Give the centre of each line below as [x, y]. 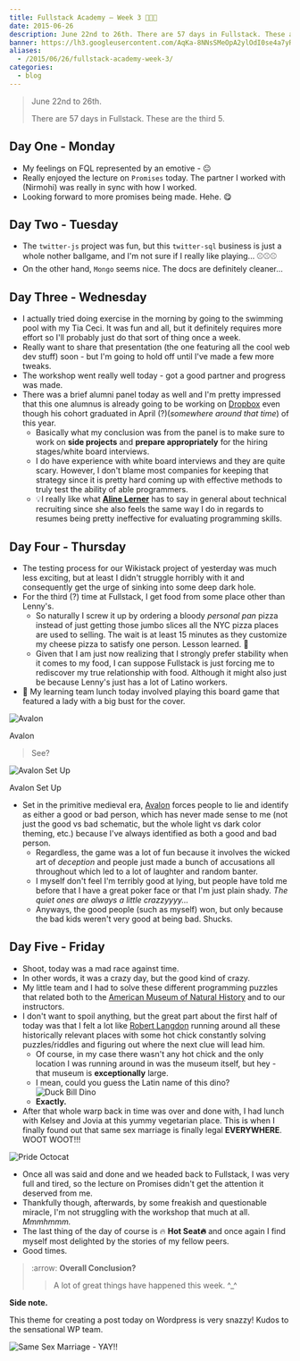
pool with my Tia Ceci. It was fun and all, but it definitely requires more [152, 328]
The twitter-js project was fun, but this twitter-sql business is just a [152, 246]
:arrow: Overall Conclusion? [83, 1268]
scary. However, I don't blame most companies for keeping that [152, 471]
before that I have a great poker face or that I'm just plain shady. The [162, 891]
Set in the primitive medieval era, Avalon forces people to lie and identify [155, 805]
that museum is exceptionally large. [102, 1072]
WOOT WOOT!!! [51, 1139]
